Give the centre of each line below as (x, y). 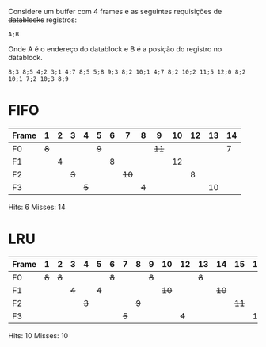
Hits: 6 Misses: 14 (37, 207)
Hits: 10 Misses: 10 (38, 335)
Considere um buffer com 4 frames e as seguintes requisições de (115, 11)
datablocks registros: (43, 20)
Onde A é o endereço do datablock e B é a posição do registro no (115, 49)
